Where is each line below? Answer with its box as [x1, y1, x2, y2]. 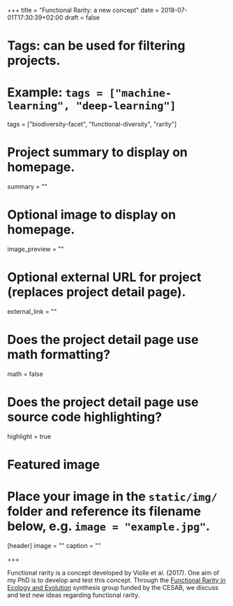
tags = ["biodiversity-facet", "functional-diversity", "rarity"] [7, 120, 177, 129]
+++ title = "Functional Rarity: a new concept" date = [7, 6, 159, 14]
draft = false [64, 13, 100, 22]
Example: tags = [7, 85, 103, 101]
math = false [7, 370, 43, 378]
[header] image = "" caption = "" [7, 541, 101, 549]
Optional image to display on [7, 207, 176, 223]
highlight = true [7, 432, 52, 440]
